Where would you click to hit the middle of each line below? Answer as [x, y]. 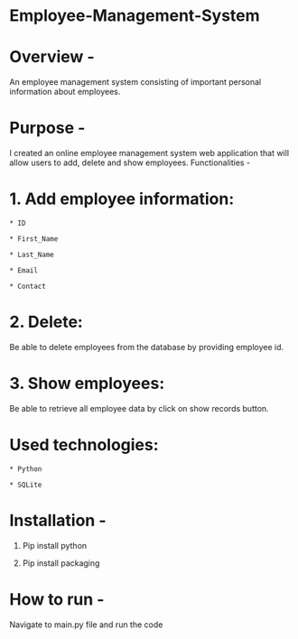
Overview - [52, 57]
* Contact [28, 286]
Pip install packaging [61, 563]
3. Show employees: [87, 384]
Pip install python [55, 545]
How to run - [57, 599]
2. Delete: [46, 322]
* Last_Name [32, 255]
